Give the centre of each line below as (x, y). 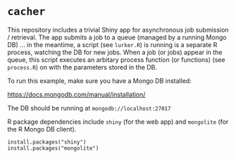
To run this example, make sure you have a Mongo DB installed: (99, 81)
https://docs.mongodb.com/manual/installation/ (76, 94)
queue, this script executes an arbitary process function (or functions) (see (116, 59)
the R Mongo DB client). (42, 129)
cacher (26, 12)
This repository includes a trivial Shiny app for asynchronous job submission (118, 30)
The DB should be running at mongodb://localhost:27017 (89, 108)
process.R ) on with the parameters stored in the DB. (82, 67)
